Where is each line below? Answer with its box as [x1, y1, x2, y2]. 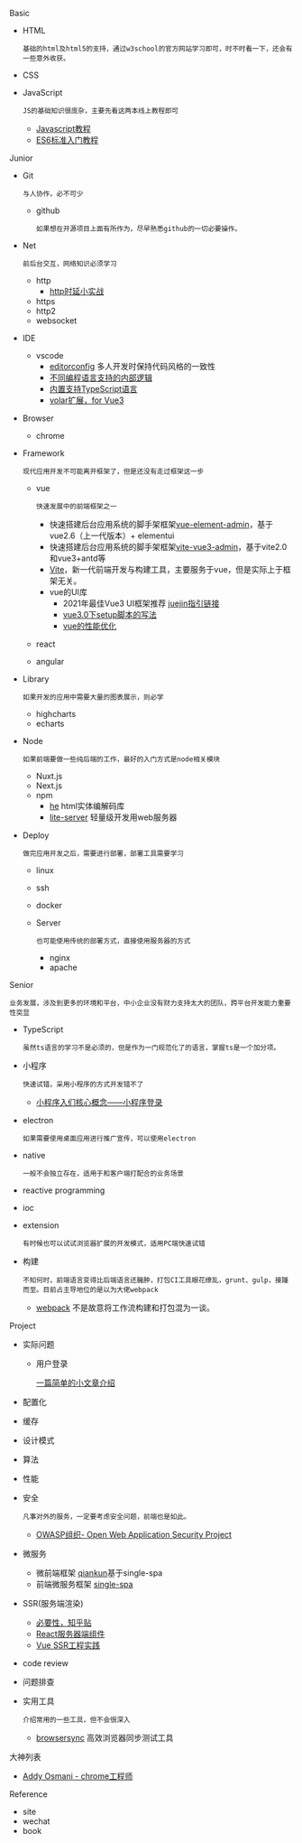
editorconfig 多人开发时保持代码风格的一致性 [49, 361, 216, 371]
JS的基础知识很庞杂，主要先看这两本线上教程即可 [22, 107, 178, 116]
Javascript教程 [35, 124, 92, 134]
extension [22, 1220, 59, 1231]
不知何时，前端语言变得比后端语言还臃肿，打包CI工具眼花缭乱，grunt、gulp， [22, 1276, 276, 1285]
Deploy [22, 830, 50, 841]
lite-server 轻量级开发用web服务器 [49, 812, 178, 823]
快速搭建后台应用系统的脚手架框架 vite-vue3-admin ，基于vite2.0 [49, 542, 288, 552]
